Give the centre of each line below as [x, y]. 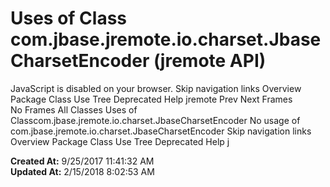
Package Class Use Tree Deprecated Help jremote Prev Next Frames [151, 99]
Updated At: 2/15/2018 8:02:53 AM [82, 171]
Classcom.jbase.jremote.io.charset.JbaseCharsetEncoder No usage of [155, 120]
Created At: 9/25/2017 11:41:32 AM [82, 161]
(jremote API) [210, 61]
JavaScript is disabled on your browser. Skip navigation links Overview [156, 88]
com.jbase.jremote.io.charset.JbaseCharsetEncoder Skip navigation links [161, 131]
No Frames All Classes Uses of [74, 109]
